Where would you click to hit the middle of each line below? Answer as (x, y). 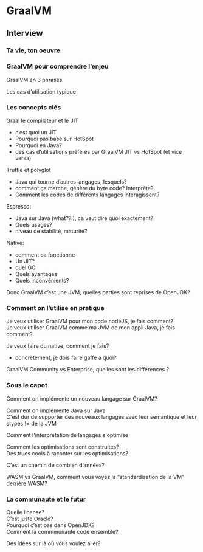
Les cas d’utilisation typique (41, 91)
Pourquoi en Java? (38, 145)
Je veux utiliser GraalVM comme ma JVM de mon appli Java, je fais (91, 328)
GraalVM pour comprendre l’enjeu (57, 66)
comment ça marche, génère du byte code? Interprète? (84, 188)
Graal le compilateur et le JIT (43, 121)
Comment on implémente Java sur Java (56, 410)
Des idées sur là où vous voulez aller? (53, 543)
